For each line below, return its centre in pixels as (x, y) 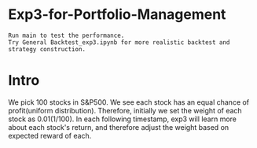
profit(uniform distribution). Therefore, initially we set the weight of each (125, 110)
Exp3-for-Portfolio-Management (117, 15)
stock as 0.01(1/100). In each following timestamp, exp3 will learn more (123, 119)
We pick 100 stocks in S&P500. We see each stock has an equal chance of (129, 102)
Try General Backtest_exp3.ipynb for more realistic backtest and (119, 42)
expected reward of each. (50, 135)
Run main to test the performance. (66, 35)
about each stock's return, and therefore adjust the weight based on (119, 127)
